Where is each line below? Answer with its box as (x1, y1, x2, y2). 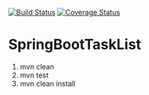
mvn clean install (19, 78, 76, 88)
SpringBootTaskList (8, 36, 142, 53)
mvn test (19, 70, 49, 80)
